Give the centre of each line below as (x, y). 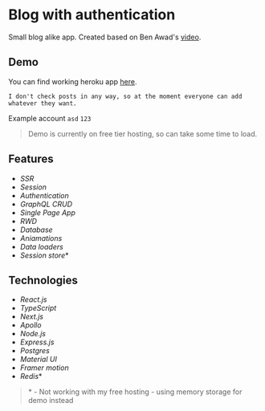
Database (37, 230)
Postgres (35, 351)
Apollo (31, 325)
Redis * (31, 376)
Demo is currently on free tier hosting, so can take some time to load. (143, 133)
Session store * (44, 255)
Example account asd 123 (50, 118)
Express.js (37, 342)
